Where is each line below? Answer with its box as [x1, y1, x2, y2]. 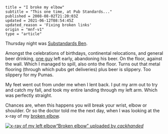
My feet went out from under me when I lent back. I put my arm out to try [5, 82, 158, 87]
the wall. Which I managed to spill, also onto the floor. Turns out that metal [5, 61, 161, 67]
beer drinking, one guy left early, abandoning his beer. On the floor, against [5, 56, 162, 61]
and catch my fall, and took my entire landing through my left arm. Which [5, 87, 158, 93]
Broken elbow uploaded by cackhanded [58, 123, 144, 129]
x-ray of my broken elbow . [5, 113, 60, 119]
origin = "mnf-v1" [5, 27, 44, 32]
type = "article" [5, 31, 42, 37]
